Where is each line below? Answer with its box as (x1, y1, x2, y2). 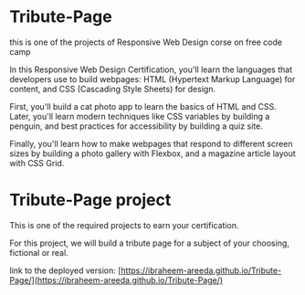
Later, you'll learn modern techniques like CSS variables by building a (9, 111, 270, 121)
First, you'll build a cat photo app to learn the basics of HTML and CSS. (9, 100, 277, 111)
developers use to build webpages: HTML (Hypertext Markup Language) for (9, 73, 296, 84)
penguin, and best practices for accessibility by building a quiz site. (9, 121, 263, 132)
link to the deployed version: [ (9, 265, 121, 276)
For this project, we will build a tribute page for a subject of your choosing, (9, 237, 290, 248)
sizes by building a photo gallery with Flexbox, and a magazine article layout (9, 148, 297, 159)
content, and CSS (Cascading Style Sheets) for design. (9, 83, 216, 94)
